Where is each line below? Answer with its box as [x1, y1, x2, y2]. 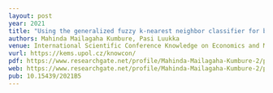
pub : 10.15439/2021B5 [8, 72, 82, 80]
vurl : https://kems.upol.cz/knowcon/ [8, 49, 136, 57]
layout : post [8, 11, 53, 20]
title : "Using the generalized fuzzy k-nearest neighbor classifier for [8, 27, 260, 35]
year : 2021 [8, 19, 45, 27]
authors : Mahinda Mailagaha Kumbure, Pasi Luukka [8, 34, 180, 43]
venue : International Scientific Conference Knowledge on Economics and [8, 42, 260, 50]
